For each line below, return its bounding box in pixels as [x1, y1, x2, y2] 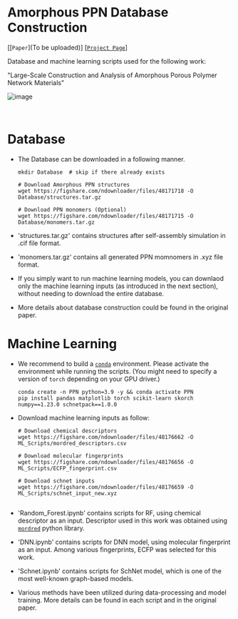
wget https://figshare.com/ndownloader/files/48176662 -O [17, 433, 194, 440]
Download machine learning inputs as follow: [17, 413, 150, 422]
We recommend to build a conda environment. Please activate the [17, 359, 209, 368]
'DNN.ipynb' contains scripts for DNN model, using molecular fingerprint [17, 538, 231, 546]
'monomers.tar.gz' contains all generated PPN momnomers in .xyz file [17, 252, 223, 261]
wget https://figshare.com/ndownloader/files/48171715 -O [17, 212, 194, 219]
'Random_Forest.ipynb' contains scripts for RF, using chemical [17, 508, 201, 517]
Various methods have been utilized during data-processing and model [17, 588, 227, 597]
